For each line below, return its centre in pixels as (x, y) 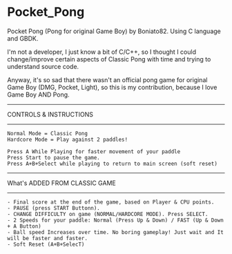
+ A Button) (24, 226)
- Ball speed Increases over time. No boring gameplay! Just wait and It (116, 232)
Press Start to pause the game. (54, 157)
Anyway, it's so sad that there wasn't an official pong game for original (107, 79)
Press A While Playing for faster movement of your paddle (94, 152)
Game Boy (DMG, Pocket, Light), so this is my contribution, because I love (112, 87)
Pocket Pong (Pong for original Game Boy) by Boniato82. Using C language (114, 31)
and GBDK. (23, 38)
